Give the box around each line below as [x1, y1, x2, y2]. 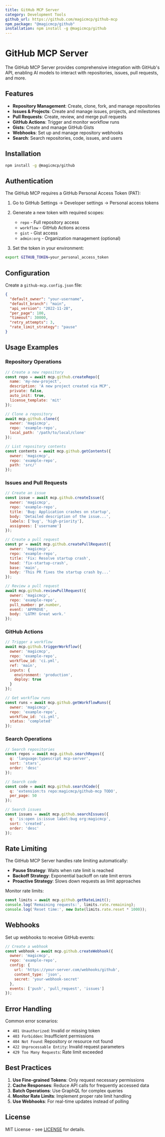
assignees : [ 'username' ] [10, 523, 62, 529]
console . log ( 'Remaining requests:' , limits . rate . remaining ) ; [5, 902, 136, 908]
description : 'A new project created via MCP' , [10, 384, 111, 389]
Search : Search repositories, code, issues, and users [12, 135, 122, 141]
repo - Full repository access [20, 219, 79, 225]
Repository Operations [5, 358, 62, 365]
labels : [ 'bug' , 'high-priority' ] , [10, 518, 84, 523]
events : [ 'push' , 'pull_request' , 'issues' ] [10, 986, 104, 991]
